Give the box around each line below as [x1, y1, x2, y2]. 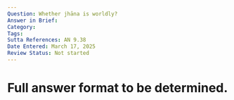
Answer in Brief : [7, 17, 58, 24]
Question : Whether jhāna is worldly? [7, 10, 118, 18]
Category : [7, 23, 37, 30]
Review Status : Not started [7, 50, 90, 57]
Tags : [7, 30, 23, 37]
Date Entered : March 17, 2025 [7, 43, 96, 50]
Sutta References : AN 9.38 [7, 37, 86, 44]
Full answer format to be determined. [7, 80, 228, 96]
